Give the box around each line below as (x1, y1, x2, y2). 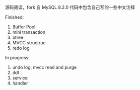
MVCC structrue (12, 40, 46, 46)
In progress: (5, 55, 30, 61)
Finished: (5, 14, 24, 20)
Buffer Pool (12, 24, 36, 30)
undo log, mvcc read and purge (12, 64, 77, 70)
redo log (12, 45, 30, 51)
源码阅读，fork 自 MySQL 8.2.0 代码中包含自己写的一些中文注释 (5, 4, 135, 10)
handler (12, 80, 28, 86)
